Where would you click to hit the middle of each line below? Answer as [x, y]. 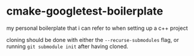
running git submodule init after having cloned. [67, 46]
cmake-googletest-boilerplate [85, 11]
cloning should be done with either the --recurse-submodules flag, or [93, 40]
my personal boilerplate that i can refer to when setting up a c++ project [97, 28]
